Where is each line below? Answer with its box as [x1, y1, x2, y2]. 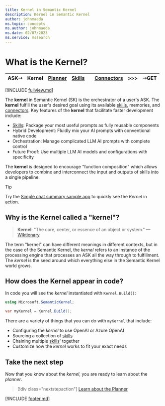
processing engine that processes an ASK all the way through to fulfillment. [5, 252, 160, 258]
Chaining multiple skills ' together [12, 338, 80, 344]
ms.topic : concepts [5, 21, 46, 26]
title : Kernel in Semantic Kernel [5, 7, 77, 12]
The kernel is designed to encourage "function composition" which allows [5, 163, 158, 169]
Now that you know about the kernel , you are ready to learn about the [5, 371, 148, 377]
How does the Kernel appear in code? [5, 277, 124, 285]
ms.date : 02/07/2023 [5, 30, 48, 35]
